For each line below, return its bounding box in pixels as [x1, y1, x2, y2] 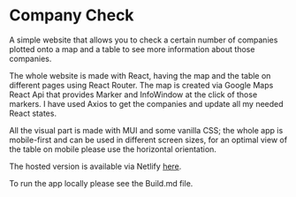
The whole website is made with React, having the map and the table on [9, 70, 271, 80]
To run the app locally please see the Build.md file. [9, 178, 194, 188]
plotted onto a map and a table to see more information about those [9, 43, 255, 54]
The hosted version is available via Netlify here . [9, 161, 182, 171]
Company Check [9, 5, 134, 26]
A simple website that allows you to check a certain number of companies [9, 34, 278, 45]
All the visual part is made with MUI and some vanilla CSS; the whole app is [9, 125, 284, 135]
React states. [9, 108, 57, 118]
